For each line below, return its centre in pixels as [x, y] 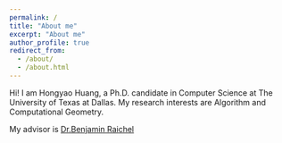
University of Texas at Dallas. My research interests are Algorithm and [137, 102]
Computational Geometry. [57, 112]
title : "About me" [43, 26]
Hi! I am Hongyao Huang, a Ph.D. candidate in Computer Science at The [141, 93]
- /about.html [43, 68]
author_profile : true [50, 42]
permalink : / [33, 17]
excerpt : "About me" [48, 34]
